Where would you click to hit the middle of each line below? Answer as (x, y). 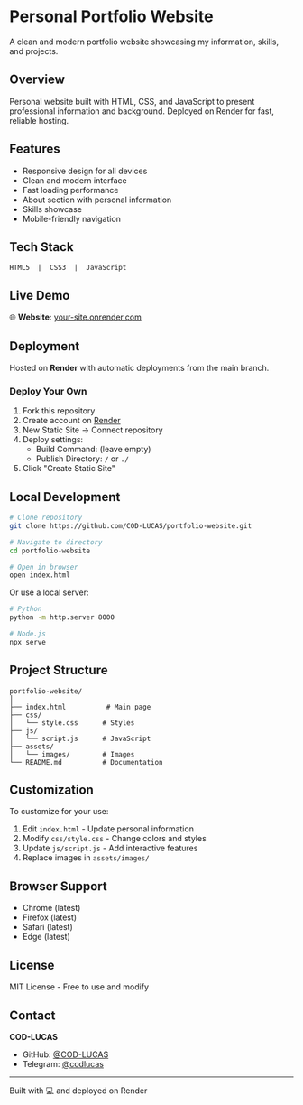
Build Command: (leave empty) (93, 450)
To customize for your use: (59, 812)
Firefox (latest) (50, 917)
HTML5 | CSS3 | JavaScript (68, 268)
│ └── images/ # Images (72, 754)
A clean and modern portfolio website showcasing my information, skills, (144, 42)
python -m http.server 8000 (62, 617)
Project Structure (59, 670)
